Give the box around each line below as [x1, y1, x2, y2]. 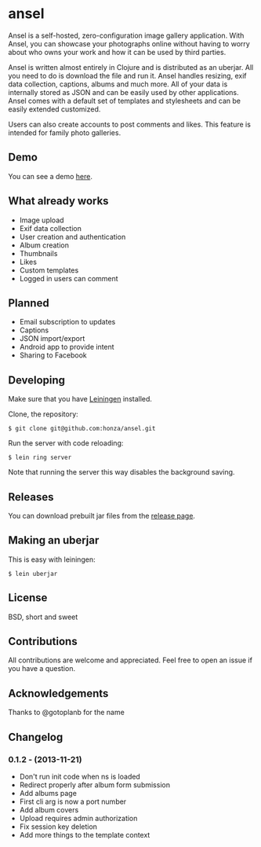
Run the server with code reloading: [8, 438, 124, 448]
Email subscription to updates [19, 317, 116, 327]
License [8, 591, 48, 605]
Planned [8, 296, 49, 310]
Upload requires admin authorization [19, 813, 138, 823]
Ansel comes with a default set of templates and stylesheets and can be [8, 96, 241, 105]
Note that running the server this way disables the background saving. [8, 467, 235, 477]
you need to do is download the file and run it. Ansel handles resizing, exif [8, 71, 247, 80]
